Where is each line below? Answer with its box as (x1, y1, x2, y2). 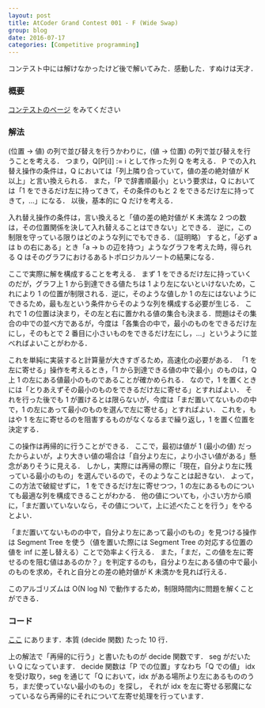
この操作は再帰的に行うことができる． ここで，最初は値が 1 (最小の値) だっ (8, 441, 252, 451)
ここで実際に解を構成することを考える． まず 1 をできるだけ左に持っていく (8, 268, 252, 278)
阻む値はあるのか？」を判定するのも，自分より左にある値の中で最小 (35, 557, 258, 566)
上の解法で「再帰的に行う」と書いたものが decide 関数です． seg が (8, 652, 231, 661)
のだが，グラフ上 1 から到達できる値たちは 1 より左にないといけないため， (8, 279, 250, 288)
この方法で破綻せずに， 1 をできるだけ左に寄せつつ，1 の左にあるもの (8, 481, 234, 490)
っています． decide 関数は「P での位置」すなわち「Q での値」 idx (38, 662, 256, 672)
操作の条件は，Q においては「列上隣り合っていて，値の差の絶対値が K (21, 166, 250, 175)
